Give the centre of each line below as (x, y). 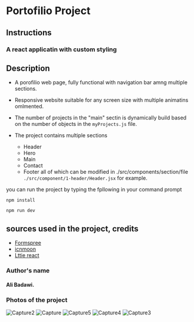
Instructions (29, 33)
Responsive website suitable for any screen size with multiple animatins (101, 100)
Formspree (28, 243)
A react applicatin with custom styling (61, 49)
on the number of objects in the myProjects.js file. (76, 124)
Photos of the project (37, 300)
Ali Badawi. (20, 284)
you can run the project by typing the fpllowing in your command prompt (94, 190)
